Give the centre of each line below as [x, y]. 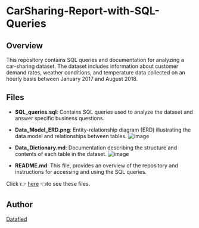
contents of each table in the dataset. [61, 154]
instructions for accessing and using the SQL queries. [81, 171]
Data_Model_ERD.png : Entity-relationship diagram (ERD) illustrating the [103, 130]
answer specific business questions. [60, 118]
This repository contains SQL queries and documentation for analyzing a [95, 60]
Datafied [17, 219]
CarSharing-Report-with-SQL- [83, 11]
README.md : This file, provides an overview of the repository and [97, 165]
